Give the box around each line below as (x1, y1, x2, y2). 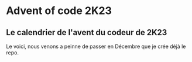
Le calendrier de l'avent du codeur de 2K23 (6, 27, 167, 37)
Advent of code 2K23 (6, 4, 112, 18)
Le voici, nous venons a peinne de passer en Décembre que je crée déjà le (6, 43, 186, 50)
